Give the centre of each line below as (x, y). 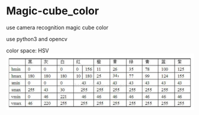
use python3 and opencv (37, 39)
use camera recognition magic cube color (57, 27)
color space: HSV (28, 50)
